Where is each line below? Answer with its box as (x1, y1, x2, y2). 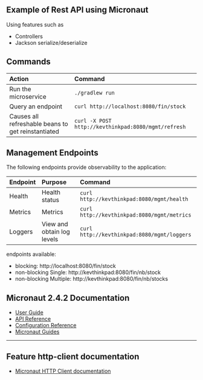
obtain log (41, 228, 71, 236)
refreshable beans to (9, 119, 68, 128)
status (41, 196, 59, 205)
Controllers (14, 33, 43, 40)
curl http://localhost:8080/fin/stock (74, 103, 186, 110)
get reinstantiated (9, 127, 59, 136)
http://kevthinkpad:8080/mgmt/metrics (80, 212, 192, 218)
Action (9, 74, 29, 83)
